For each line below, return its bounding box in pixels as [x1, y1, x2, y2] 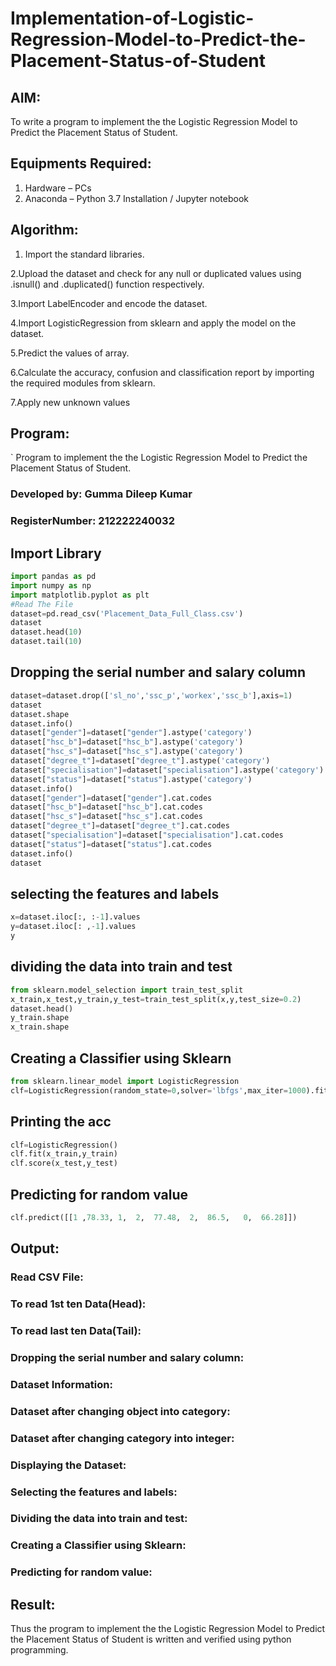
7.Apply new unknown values [10, 396, 131, 408]
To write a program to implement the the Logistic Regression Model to [10, 116, 298, 127]
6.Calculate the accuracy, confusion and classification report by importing [10, 366, 315, 378]
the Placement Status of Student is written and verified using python [10, 1633, 292, 1646]
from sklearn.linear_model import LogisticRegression [10, 1076, 240, 1086]
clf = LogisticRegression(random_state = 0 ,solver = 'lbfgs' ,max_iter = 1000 [10, 1085, 307, 1096]
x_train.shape [10, 1022, 70, 1032]
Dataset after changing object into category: [10, 1404, 231, 1418]
